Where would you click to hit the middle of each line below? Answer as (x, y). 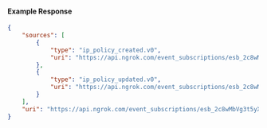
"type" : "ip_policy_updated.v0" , (105, 80)
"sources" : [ (43, 36)
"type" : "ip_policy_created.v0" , (105, 50)
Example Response (40, 11)
